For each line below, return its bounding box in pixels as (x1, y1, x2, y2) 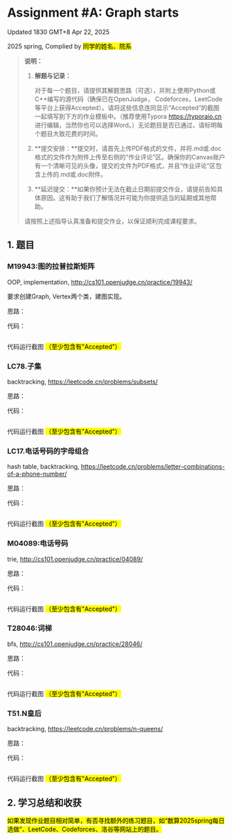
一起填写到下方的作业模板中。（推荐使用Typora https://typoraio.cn (34, 112, 222, 120)
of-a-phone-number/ (7, 470, 67, 479)
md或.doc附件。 (60, 170, 107, 178)
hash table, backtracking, (7, 463, 80, 471)
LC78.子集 (7, 361, 42, 371)
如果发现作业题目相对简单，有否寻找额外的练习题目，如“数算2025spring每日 (7, 816, 225, 825)
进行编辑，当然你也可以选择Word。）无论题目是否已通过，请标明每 (34, 120, 223, 129)
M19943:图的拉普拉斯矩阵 (7, 262, 95, 271)
